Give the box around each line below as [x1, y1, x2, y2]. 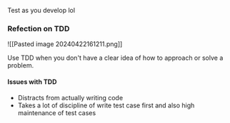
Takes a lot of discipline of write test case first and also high [17, 101, 195, 109]
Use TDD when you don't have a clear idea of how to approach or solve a [7, 53, 224, 63]
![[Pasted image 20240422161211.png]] [7, 40, 123, 48]
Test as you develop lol [7, 6, 76, 14]
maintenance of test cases [17, 108, 96, 117]
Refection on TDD [7, 23, 70, 33]
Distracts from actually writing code [17, 93, 124, 102]
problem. [7, 61, 34, 70]
